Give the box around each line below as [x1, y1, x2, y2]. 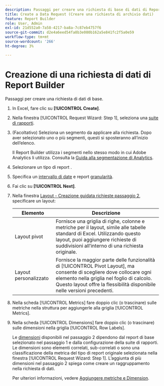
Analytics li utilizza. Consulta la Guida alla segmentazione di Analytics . [12, 154, 154, 160]
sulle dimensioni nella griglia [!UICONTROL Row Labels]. [12, 325, 125, 331]
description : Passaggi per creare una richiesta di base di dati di [5, 7, 147, 12]
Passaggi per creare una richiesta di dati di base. [5, 96, 103, 102]
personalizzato [14, 275, 49, 282]
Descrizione [92, 209, 121, 216]
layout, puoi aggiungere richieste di [56, 236, 137, 243]
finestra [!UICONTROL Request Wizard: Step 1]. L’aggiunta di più [12, 355, 142, 361]
